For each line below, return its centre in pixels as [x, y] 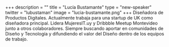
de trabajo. [16, 39]
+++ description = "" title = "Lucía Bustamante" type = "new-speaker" [78, 7]
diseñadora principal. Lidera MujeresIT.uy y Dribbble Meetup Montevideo [81, 23]
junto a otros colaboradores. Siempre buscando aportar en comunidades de [84, 28]
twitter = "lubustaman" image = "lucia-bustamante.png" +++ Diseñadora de [84, 12]
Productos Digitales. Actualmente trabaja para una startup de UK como [79, 18]
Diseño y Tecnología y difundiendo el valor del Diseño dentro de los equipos [85, 34]
